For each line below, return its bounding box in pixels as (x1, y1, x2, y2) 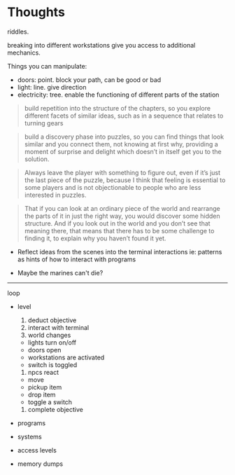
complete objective (27, 405, 84, 413)
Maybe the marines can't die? (17, 268, 104, 277)
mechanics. (7, 48, 41, 57)
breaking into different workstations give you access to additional (7, 41, 196, 49)
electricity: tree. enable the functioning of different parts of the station (17, 90, 220, 99)
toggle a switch (27, 397, 72, 406)
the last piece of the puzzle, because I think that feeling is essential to (24, 176, 226, 184)
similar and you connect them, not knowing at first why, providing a (24, 139, 218, 148)
